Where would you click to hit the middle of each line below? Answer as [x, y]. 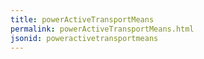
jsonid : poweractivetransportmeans [84, 38]
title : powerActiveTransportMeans [82, 19]
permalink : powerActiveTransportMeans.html [102, 29]
